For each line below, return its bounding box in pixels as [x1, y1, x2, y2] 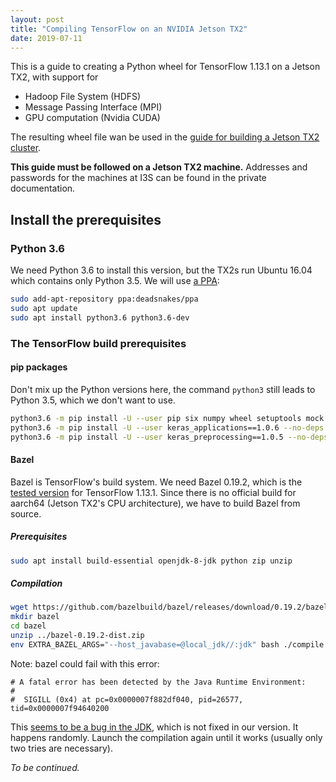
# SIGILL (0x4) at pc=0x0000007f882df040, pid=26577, [10, 694, 244, 705]
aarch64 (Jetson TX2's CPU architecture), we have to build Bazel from [10, 497, 301, 509]
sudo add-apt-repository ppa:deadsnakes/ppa [10, 294, 199, 305]
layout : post [10, 14, 65, 25]
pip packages [10, 361, 68, 373]
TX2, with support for [10, 71, 99, 83]
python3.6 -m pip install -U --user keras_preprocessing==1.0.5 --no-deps [10, 432, 329, 442]
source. [10, 507, 42, 520]
